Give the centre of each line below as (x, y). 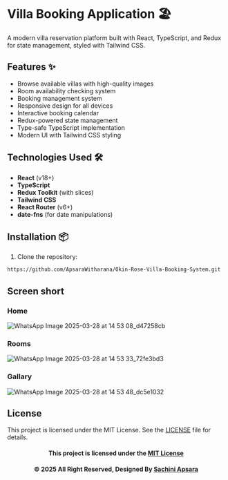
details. (18, 437)
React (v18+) (36, 177)
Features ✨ (31, 67)
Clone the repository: (47, 257)
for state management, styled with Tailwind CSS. (76, 45)
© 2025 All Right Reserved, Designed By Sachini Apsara (116, 469)
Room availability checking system (66, 90)
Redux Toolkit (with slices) (55, 192)
